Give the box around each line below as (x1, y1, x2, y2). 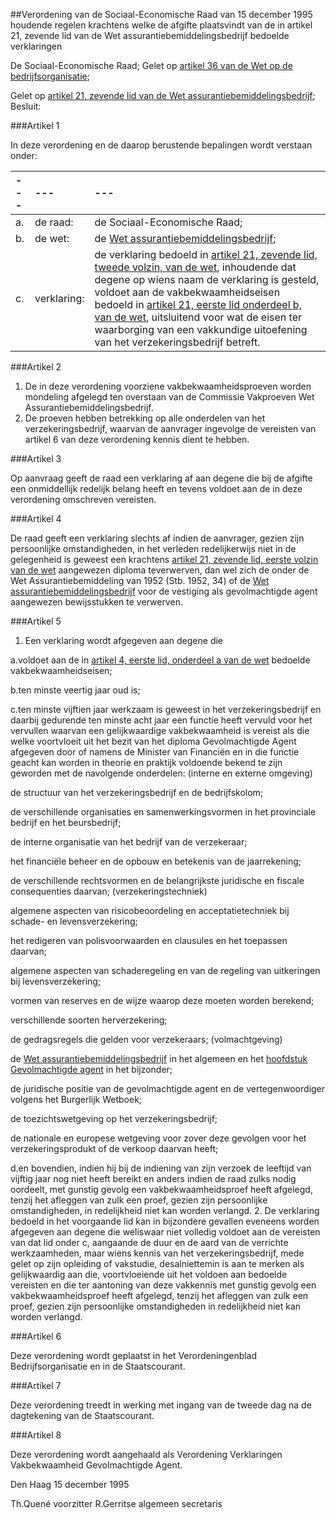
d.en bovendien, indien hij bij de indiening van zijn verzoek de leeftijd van (10, 1162, 312, 1174)
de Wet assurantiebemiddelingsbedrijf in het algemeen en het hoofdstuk (10, 1053, 308, 1064)
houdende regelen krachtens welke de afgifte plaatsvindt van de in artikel (10, 19, 313, 31)
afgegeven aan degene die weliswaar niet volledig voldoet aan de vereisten (10, 1226, 321, 1238)
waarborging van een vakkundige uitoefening (94, 323, 308, 336)
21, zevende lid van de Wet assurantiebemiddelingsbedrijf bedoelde (10, 30, 290, 41)
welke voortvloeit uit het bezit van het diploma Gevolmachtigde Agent (10, 735, 297, 747)
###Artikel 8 (10, 1429, 62, 1441)
